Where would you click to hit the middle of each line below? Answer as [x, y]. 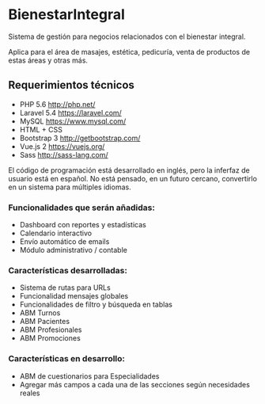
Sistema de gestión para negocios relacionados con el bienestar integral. [127, 36]
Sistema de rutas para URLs [65, 288]
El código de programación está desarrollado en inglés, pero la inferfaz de [129, 170]
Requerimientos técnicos [71, 85]
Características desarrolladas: [68, 270]
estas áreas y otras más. [48, 60]
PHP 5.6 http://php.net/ [57, 104]
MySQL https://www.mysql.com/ [73, 121]
